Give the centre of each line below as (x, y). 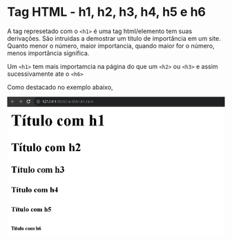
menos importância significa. (48, 53)
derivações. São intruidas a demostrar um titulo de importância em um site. (114, 38)
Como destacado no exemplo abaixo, (60, 87)
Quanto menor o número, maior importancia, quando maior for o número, (111, 46)
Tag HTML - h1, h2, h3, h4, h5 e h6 (106, 12)
